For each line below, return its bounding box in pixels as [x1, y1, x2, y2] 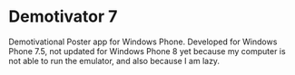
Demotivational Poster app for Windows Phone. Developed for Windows [8, 36, 278, 47]
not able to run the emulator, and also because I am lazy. [8, 55, 220, 66]
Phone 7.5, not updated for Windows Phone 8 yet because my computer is [8, 45, 287, 56]
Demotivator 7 [8, 6, 118, 27]
